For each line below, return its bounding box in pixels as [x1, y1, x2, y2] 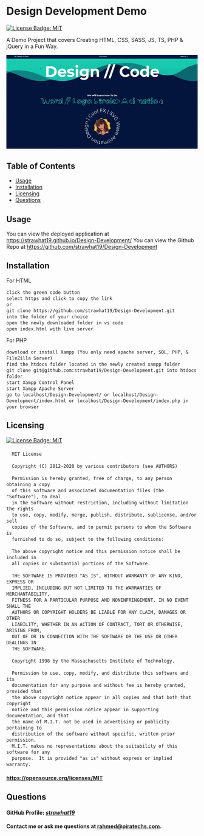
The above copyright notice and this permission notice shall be [12, 549, 181, 555]
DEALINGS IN [6, 640, 36, 646]
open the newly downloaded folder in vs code [6, 319, 123, 326]
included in [6, 555, 36, 561]
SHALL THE [6, 604, 32, 610]
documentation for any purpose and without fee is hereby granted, [12, 683, 186, 689]
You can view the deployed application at [6, 230, 109, 238]
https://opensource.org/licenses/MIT [6, 774, 103, 781]
